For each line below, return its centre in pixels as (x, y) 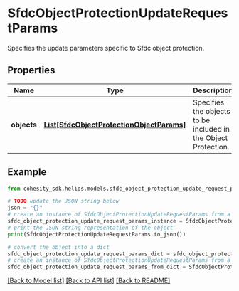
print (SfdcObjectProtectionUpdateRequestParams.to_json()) (97, 234)
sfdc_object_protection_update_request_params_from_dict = (97, 267)
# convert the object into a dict (59, 247)
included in (211, 129)
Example (27, 172)
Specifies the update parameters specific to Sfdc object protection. (106, 48)
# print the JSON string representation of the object (90, 228)
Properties (31, 70)
